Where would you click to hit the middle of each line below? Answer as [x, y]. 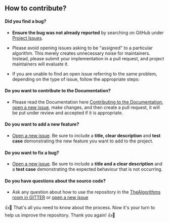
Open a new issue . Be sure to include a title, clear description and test [86, 136]
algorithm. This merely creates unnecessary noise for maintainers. [81, 53]
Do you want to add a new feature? [42, 124]
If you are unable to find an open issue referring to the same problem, [85, 73]
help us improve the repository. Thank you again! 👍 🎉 [60, 215]
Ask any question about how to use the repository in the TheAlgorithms [86, 192]
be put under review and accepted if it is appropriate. [68, 113]
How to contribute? [36, 8]
